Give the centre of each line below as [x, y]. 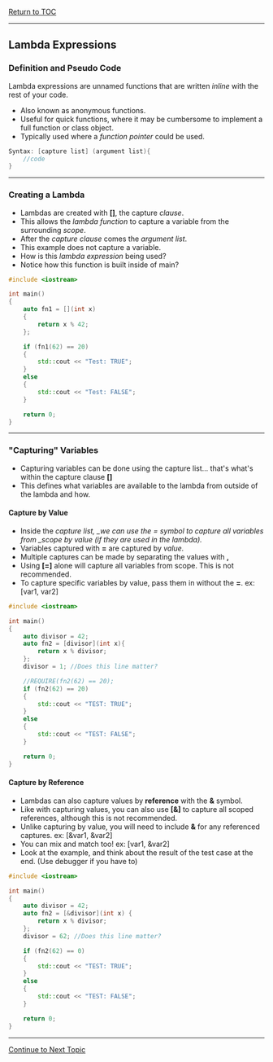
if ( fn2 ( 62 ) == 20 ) [56, 689]
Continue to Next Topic [47, 1049]
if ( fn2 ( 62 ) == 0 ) [54, 951]
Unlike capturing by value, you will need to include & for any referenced [140, 827]
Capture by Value [39, 513]
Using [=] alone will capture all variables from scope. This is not [127, 565]
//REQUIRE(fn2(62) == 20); [69, 681]
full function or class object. [67, 127]
